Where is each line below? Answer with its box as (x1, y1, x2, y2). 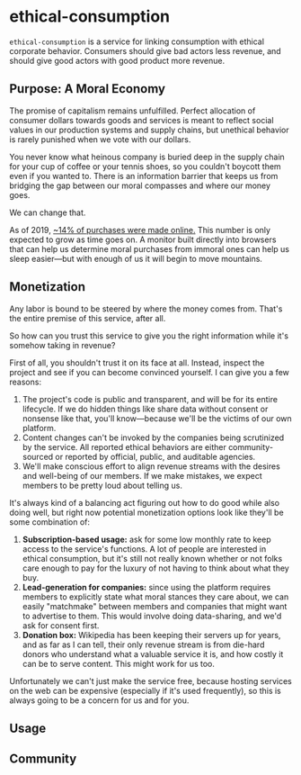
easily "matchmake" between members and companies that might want (22, 600, 288, 611)
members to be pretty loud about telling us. (22, 480, 182, 491)
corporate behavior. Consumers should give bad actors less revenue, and (9, 45, 281, 56)
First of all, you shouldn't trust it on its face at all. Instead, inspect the (9, 357, 265, 368)
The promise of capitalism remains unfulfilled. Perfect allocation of (9, 105, 256, 116)
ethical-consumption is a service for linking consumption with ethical (9, 36, 265, 47)
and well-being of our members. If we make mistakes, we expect (22, 470, 262, 481)
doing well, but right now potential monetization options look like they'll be (9, 507, 285, 518)
